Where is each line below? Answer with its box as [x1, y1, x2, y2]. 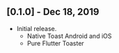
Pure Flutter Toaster [26, 39, 84, 47]
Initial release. [16, 24, 57, 32]
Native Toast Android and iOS [26, 32, 112, 40]
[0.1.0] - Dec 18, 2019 [6, 6, 100, 18]
